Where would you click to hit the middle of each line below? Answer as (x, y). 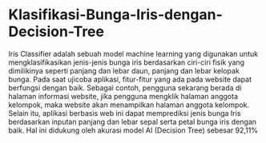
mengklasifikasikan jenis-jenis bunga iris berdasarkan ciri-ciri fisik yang (127, 62)
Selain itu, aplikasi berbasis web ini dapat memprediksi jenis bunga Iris (125, 113)
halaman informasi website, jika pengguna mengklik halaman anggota (123, 96)
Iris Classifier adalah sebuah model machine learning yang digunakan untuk (133, 54)
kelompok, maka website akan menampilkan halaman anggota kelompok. (129, 105)
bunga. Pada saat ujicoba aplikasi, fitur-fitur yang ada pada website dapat (130, 79)
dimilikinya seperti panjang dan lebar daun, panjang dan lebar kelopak (124, 70)
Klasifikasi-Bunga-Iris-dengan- (115, 15)
